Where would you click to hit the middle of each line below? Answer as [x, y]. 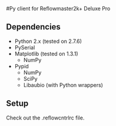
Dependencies [33, 27]
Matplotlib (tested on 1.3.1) [46, 54]
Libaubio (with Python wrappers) [63, 85]
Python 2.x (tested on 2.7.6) [48, 41]
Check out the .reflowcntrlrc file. [45, 118]
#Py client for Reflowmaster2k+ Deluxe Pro [58, 9]
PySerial [25, 47]
